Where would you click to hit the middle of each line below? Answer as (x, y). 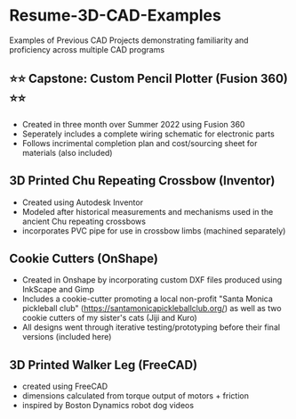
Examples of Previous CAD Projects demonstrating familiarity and (129, 40)
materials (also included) (67, 152)
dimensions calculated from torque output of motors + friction (135, 396)
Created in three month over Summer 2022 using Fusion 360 (133, 124)
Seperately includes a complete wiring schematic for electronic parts (148, 134)
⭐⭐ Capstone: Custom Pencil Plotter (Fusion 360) (149, 79)
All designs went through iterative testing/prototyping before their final (151, 327)
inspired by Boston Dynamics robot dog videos (108, 406)
